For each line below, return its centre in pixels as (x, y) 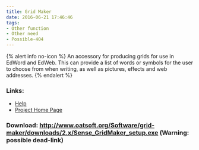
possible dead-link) (35, 140)
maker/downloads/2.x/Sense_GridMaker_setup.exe (82, 133)
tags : (13, 23)
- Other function (28, 28)
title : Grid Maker (29, 12)
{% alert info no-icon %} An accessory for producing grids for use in (90, 56)
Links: (15, 90)
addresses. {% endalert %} (40, 75)
